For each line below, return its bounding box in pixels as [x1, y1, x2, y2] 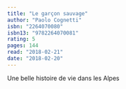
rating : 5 [7, 36, 36, 43]
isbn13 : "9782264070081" [7, 29, 79, 37]
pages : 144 [7, 42, 39, 49]
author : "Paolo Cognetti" [7, 17, 82, 23]
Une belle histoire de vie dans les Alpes [7, 74, 120, 82]
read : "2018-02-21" [7, 49, 64, 56]
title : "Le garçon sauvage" [7, 10, 89, 17]
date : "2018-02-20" [7, 55, 64, 62]
